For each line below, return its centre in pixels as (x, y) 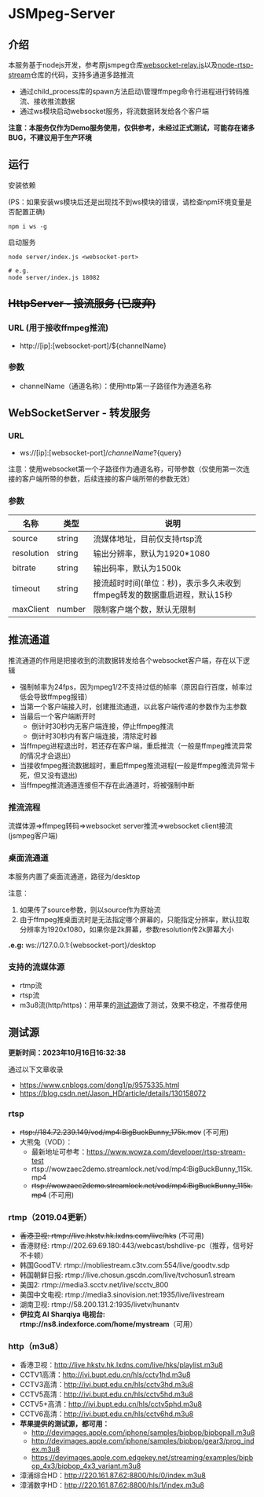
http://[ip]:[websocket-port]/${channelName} (93, 346)
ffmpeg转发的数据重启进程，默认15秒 (163, 595)
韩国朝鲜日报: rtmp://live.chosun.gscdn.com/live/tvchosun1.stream (127, 1275)
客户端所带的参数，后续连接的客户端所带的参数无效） (108, 479)
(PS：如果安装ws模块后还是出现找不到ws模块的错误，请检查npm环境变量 (126, 202)
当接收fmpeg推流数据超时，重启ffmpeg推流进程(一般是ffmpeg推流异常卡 (137, 765)
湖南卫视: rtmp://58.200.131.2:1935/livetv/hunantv (99, 1304)
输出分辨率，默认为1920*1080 (152, 553)
